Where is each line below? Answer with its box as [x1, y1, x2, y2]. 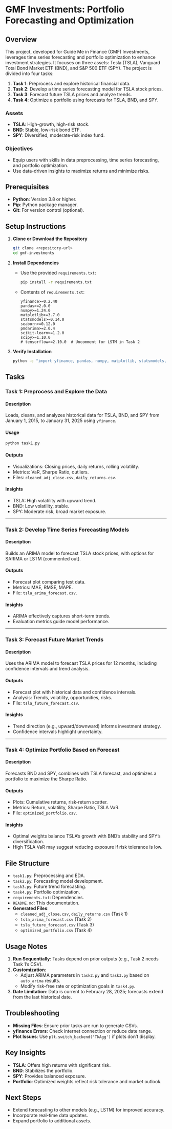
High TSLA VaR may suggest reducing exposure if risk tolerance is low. [12, 844, 163, 850]
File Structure [5, 859, 50, 867]
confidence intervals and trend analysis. [5, 666, 90, 672]
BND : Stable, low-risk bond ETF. [12, 127, 81, 133]
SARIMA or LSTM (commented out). [5, 555, 81, 561]
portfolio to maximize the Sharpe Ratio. [5, 775, 88, 782]
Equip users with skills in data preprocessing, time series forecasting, [12, 157, 159, 163]
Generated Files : [12, 905, 49, 912]
